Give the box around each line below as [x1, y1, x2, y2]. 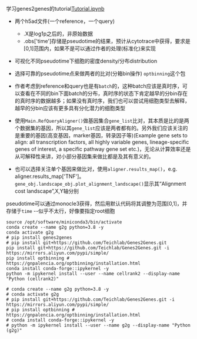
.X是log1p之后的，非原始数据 [23, 30, 93, 37]
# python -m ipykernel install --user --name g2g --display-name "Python [6, 322, 191, 328]
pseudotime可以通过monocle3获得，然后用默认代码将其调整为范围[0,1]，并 [6, 200, 188, 207]
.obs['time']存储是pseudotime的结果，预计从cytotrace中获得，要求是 [23, 38, 191, 44]
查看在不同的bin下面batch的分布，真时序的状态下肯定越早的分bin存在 [19, 90, 188, 97]
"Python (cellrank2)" [6, 276, 59, 282]
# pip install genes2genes [6, 235, 72, 241]
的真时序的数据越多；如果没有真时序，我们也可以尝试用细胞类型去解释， [14, 97, 190, 104]
